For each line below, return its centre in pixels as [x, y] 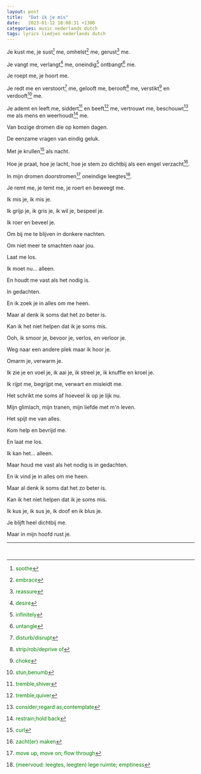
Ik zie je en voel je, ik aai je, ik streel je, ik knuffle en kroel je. [81, 372]
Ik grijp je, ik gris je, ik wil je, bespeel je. [55, 211]
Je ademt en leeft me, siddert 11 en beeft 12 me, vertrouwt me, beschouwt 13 [98, 108]
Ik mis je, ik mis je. [29, 200]
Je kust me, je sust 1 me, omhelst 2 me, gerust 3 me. [69, 51]
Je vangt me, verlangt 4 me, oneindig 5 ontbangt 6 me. [72, 64]
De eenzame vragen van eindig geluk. [53, 139]
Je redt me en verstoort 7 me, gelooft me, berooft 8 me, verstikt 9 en [88, 88]
